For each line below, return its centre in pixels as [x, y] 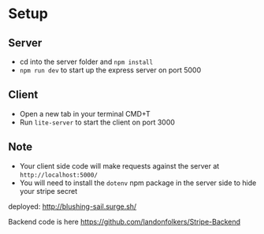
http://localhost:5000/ [59, 175]
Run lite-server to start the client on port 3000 [97, 122]
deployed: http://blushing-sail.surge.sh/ [73, 206]
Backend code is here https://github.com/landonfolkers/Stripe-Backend [125, 221]
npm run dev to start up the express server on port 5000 [110, 70]
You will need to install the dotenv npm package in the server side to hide [138, 183]
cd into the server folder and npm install [86, 61]
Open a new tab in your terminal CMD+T [85, 113]
